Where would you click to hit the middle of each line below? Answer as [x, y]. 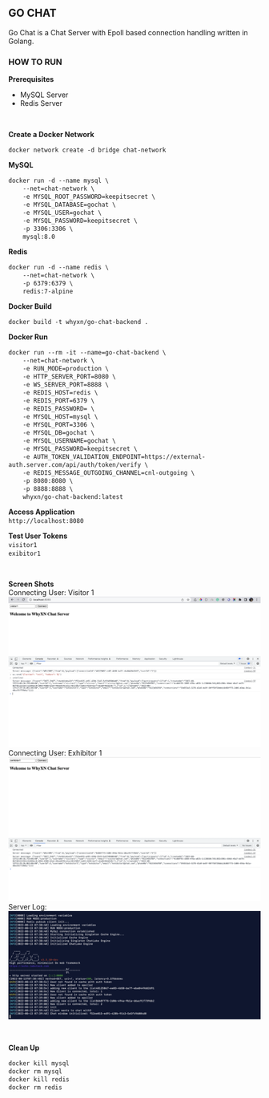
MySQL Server [44, 95]
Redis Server [41, 103]
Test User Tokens [38, 536]
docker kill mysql [39, 1063]
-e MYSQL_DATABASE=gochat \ [69, 205]
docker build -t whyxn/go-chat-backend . [78, 322]
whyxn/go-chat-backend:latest [73, 497]
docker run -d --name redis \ [59, 268]
